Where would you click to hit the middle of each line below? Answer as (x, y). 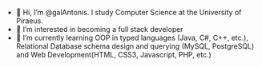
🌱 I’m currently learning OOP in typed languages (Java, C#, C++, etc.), (132, 37)
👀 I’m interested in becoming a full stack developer (99, 29)
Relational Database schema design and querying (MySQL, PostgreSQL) (135, 46)
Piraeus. (30, 21)
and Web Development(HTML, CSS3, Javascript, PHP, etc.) (114, 55)
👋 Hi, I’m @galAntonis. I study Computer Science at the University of (129, 12)
